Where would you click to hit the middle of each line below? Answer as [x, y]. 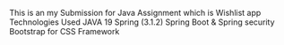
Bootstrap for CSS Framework [65, 31]
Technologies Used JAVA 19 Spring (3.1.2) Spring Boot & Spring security [142, 22]
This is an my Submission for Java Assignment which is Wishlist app [135, 13]
